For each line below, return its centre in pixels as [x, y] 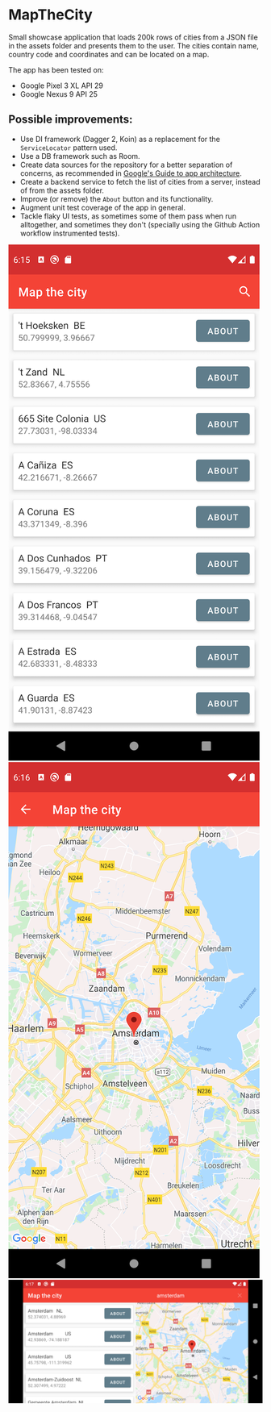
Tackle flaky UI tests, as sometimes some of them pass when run [128, 216]
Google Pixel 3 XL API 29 [61, 85]
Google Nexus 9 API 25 [59, 94]
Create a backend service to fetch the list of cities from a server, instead [140, 181]
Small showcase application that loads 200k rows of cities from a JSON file [133, 37]
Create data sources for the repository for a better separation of [126, 165]
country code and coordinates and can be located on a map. [109, 54]
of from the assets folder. [62, 190]
